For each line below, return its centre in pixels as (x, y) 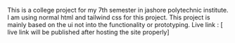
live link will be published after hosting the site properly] (89, 32)
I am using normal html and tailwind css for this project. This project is (109, 17)
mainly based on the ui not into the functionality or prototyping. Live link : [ (115, 25)
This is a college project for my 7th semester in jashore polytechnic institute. (118, 10)
